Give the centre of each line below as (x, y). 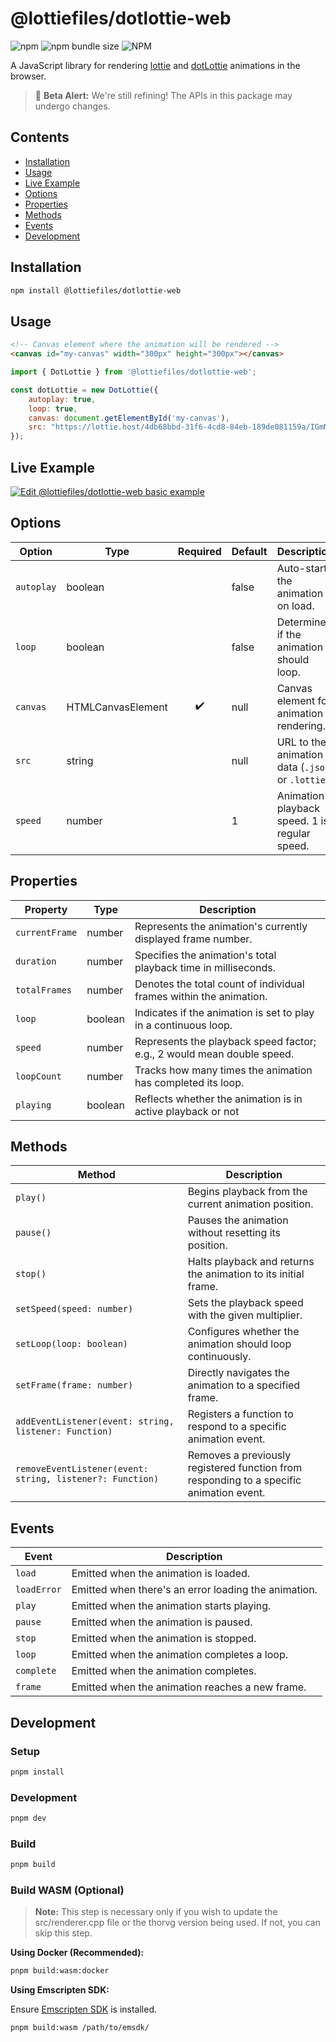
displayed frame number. (193, 939)
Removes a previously (239, 1455)
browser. (28, 76)
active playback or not (187, 1111)
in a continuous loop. (183, 1025)
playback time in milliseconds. (205, 967)
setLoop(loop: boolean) (72, 1344)
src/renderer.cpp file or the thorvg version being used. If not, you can (177, 1923)
